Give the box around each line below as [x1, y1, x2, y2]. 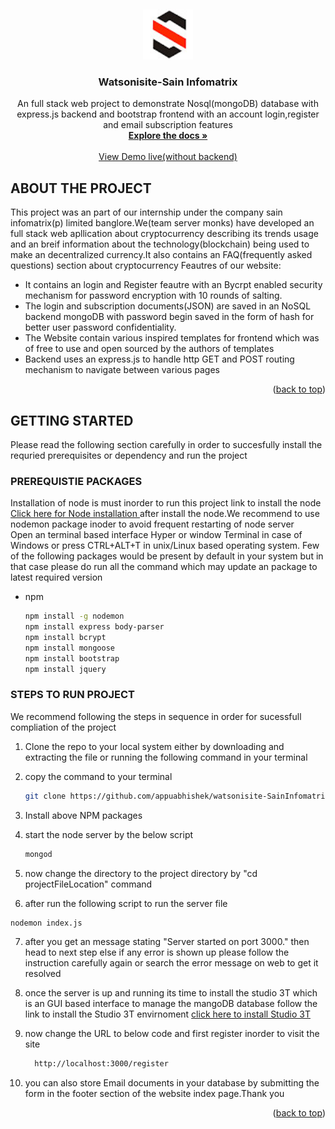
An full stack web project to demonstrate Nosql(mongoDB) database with [17, 98, 319, 110]
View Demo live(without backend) [98, 151, 238, 163]
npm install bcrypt [24, 632, 107, 642]
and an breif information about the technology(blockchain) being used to [10, 238, 310, 250]
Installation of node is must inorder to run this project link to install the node [10, 497, 322, 509]
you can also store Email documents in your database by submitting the [24, 1077, 320, 1089]
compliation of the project [10, 721, 117, 733]
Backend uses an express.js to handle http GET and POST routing [24, 353, 295, 365]
